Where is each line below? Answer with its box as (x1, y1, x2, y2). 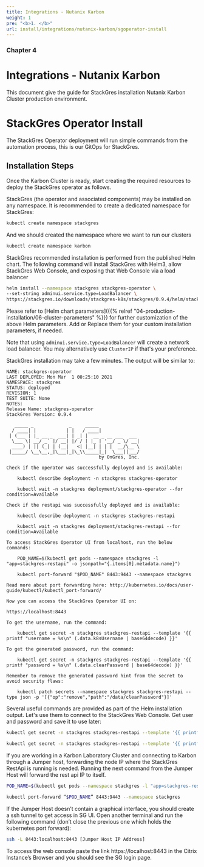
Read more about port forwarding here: (6, 582, 107, 588)
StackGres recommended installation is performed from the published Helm (6, 254, 195, 261)
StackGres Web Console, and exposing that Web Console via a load (6, 266, 176, 274)
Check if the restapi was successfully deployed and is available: (6, 502, 181, 508)
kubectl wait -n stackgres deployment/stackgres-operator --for (17, 486, 183, 493)
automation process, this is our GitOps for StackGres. (6, 143, 140, 151)
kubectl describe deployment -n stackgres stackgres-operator (17, 476, 178, 482)
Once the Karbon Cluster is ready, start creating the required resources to (6, 177, 191, 184)
